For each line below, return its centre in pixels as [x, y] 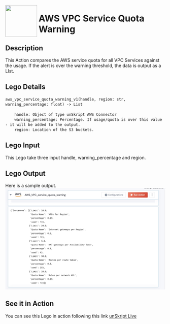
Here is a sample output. [31, 186]
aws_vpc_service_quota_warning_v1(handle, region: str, [65, 99]
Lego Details [25, 87]
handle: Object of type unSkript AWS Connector [65, 114]
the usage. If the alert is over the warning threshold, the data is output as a [83, 66]
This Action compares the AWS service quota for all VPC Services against [82, 60]
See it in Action [30, 304]
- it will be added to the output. [43, 124]
